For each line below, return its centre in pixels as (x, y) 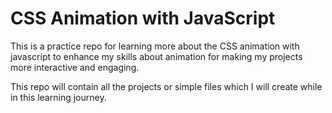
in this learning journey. (58, 97)
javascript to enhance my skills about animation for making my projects (156, 56)
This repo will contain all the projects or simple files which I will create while (166, 86)
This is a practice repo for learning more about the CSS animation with (155, 46)
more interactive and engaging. (75, 67)
